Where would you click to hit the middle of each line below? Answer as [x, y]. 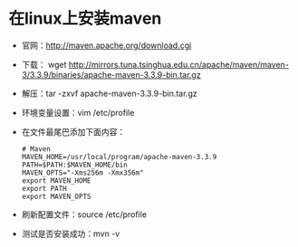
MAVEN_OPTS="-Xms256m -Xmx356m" [82, 173]
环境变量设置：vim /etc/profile [78, 112]
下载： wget [44, 64]
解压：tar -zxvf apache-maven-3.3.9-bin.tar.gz [109, 93]
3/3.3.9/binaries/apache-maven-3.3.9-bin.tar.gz [111, 74]
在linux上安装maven [85, 19]
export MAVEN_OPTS [56, 196]
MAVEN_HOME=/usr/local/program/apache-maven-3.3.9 [119, 157]
